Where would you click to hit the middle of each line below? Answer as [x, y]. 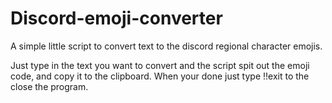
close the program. [49, 86]
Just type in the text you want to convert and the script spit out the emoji [160, 65]
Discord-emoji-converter [116, 18]
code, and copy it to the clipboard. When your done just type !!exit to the [160, 76]
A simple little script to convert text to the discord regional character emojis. [166, 46]
